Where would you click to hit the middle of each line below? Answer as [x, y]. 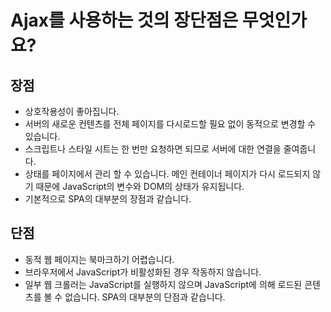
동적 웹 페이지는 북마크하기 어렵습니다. [99, 259]
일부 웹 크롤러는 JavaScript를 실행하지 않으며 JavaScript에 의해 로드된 [163, 284]
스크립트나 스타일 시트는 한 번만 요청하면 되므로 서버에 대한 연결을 [153, 149]
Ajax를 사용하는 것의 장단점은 [124, 20]
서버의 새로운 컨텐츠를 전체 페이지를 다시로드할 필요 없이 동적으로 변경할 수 [170, 124]
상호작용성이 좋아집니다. [72, 111]
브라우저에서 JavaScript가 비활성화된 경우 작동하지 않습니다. [143, 272]
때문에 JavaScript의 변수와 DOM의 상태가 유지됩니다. [140, 186]
